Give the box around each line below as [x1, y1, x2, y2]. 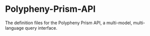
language [5, 25, 24, 31]
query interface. [25, 25, 58, 31]
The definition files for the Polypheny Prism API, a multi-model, [5, 20, 132, 26]
